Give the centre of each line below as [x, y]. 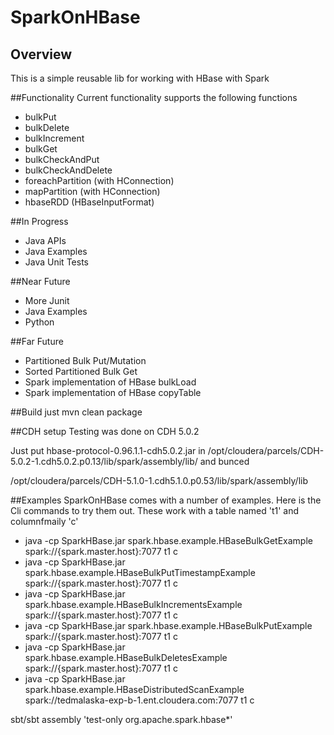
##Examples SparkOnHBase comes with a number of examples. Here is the [166, 500]
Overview [41, 54]
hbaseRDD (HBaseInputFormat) [89, 202]
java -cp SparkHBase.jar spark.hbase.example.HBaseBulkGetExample [168, 540]
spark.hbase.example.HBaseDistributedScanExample [134, 689]
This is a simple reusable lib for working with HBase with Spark [140, 78]
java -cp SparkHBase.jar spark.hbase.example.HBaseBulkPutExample [168, 625]
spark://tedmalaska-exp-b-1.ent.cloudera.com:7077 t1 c [139, 700]
